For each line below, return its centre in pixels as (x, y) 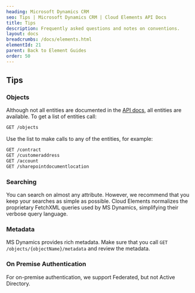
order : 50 (18, 56)
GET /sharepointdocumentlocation (48, 166)
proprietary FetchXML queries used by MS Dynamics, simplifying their (92, 207)
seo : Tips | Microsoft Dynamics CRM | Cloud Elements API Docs (86, 17)
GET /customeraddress (33, 156)
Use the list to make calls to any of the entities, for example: (80, 139)
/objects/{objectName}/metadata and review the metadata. (78, 249)
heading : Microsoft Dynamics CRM (48, 12)
